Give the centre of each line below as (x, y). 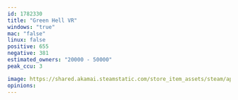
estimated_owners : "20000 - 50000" (60, 60)
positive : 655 (28, 46)
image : (17, 79)
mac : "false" (27, 33)
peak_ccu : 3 (25, 66)
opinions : (22, 85)
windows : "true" (31, 27)
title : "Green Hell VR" (42, 20)
